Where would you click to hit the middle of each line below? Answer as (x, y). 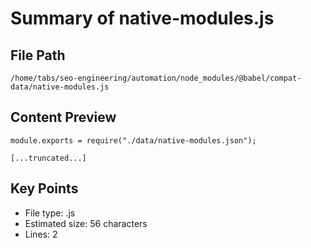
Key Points (44, 188)
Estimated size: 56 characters (86, 223)
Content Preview (63, 117)
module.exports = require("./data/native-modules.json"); (133, 140)
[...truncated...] (48, 158)
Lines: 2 (41, 234)
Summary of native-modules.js (142, 18)
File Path (38, 55)
